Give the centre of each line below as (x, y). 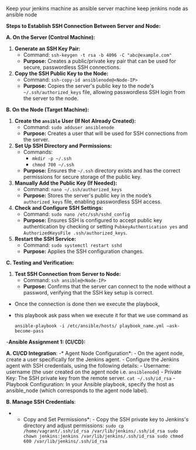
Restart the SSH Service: (45, 239)
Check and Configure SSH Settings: (59, 208)
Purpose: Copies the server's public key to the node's (88, 86)
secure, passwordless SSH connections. (72, 67)
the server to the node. (51, 98)
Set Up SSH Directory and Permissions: (63, 146)
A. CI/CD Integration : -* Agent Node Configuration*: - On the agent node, (95, 353)
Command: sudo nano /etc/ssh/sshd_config (77, 214)
